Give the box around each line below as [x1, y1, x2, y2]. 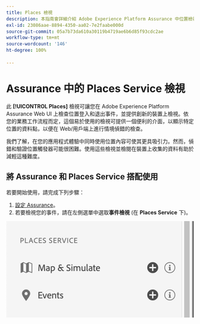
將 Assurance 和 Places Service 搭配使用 [6, 172, 158, 182]
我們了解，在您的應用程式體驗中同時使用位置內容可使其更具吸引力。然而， [6, 138, 189, 145]
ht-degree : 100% [6, 48, 46, 54]
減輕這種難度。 [6, 152, 43, 160]
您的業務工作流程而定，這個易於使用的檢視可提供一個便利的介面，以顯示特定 [6, 117, 194, 124]
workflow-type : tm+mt [6, 35, 60, 41]
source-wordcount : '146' [6, 41, 68, 47]
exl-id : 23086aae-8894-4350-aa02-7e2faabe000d [6, 22, 124, 28]
